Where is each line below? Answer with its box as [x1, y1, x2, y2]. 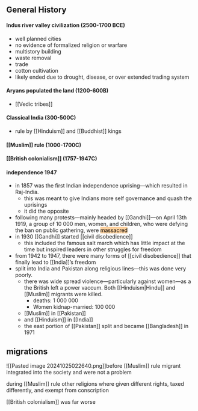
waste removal [14, 54, 52, 61]
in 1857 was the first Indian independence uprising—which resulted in [14, 182, 188, 189]
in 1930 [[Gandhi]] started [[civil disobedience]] [14, 233, 134, 240]
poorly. [14, 272, 33, 279]
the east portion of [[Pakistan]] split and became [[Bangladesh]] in [23, 323, 189, 330]
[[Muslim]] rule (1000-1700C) [6, 141, 81, 148]
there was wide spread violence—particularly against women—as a [23, 278, 191, 285]
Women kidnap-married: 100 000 [32, 303, 116, 311]
